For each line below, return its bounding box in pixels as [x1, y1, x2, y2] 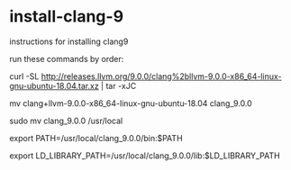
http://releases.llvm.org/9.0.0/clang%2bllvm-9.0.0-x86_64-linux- [41, 70, 282, 82]
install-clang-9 [9, 6, 124, 27]
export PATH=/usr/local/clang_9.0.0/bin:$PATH [9, 132, 183, 143]
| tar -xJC [100, 80, 137, 91]
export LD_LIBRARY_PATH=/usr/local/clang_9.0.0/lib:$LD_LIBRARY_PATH [9, 150, 281, 161]
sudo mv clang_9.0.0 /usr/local [9, 115, 123, 126]
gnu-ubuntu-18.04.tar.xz [9, 80, 99, 91]
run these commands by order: [9, 53, 124, 64]
